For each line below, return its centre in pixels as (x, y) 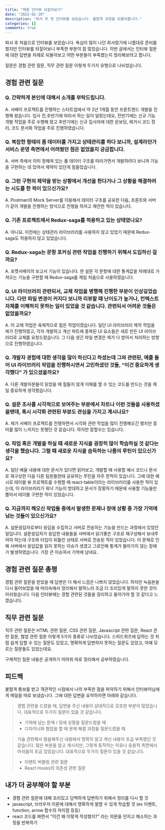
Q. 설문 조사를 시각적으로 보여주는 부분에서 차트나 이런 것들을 (73, 404)
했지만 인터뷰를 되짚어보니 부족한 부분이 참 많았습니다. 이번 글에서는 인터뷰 (77, 49)
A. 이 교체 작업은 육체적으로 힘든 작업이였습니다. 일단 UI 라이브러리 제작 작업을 (80, 325)
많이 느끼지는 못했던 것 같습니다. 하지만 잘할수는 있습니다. (69, 429)
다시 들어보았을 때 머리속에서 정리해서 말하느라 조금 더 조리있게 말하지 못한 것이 (81, 588)
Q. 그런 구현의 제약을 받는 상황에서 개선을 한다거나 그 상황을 (71, 181)
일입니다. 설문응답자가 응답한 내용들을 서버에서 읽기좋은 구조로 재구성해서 (75, 534)
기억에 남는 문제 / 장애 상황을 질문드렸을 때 (65, 722)
